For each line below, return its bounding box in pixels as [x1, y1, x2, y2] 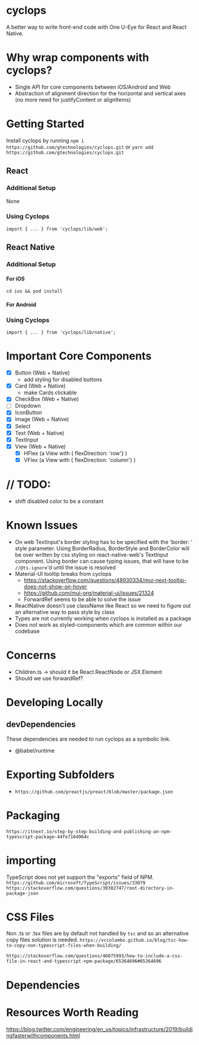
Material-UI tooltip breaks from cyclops [14, 570, 112, 577]
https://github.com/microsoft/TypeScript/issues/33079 [6, 880, 146, 886]
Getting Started [6, 117, 85, 131]
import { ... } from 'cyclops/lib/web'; [6, 226, 109, 232]
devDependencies [6, 720, 76, 730]
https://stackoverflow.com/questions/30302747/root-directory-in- [6, 885, 175, 891]
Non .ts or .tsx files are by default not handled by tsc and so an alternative [6, 930, 189, 937]
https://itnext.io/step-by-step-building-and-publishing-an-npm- [6, 828, 172, 835]
